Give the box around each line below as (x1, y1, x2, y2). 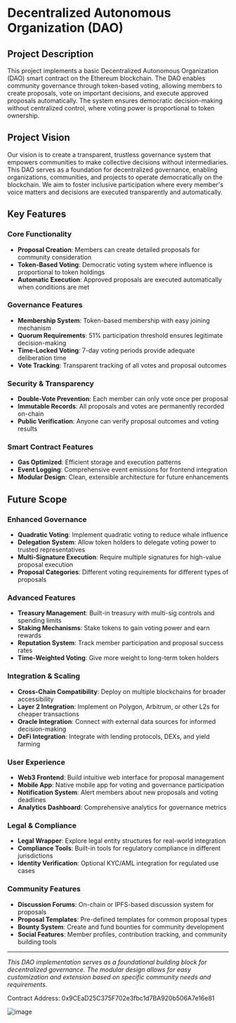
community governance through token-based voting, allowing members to (7, 82, 223, 89)
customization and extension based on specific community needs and (7, 972, 211, 981)
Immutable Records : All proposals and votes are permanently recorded (17, 402, 225, 411)
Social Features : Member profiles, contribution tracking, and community (17, 930, 228, 939)
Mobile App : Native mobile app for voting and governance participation (17, 780, 225, 789)
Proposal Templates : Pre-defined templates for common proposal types (17, 915, 228, 923)
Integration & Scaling (7, 671, 81, 681)
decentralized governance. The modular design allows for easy (7, 965, 192, 974)
